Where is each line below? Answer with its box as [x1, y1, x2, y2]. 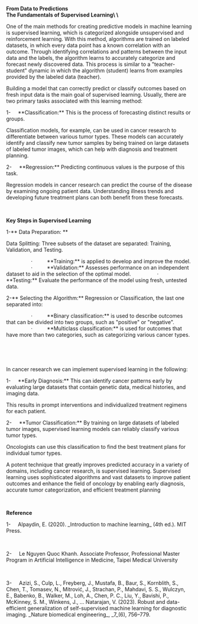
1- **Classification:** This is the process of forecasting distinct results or [6, 109, 191, 116]
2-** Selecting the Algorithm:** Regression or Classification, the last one [6, 294, 185, 302]
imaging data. [6, 390, 40, 397]
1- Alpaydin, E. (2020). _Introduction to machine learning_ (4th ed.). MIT [6, 521, 187, 528]
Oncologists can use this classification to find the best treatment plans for [6, 444, 186, 450]
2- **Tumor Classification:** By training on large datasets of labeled [6, 419, 179, 426]
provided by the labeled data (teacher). [6, 74, 102, 80]
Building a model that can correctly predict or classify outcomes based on [6, 85, 186, 91]
